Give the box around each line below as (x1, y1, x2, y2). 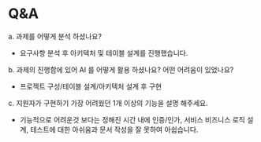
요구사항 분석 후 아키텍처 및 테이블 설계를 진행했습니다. (19, 48, 188, 57)
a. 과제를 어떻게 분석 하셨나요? (8, 31, 103, 41)
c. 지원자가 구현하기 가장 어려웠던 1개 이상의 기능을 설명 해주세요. (8, 98, 208, 107)
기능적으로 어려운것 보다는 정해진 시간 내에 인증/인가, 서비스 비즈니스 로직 (19, 115, 246, 124)
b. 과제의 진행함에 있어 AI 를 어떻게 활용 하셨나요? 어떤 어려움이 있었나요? (8, 64, 234, 75)
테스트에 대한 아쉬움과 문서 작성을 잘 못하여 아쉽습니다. (30, 125, 199, 134)
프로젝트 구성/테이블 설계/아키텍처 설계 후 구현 (19, 82, 162, 91)
